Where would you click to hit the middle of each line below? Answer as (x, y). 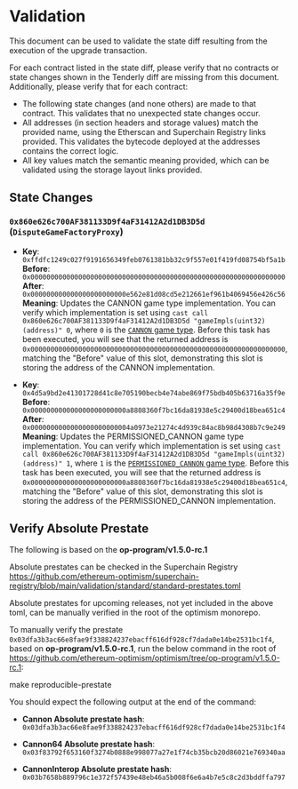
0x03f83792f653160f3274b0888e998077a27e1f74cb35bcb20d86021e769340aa (154, 753)
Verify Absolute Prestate (79, 529)
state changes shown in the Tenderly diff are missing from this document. (145, 76)
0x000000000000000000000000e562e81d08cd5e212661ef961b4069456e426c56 (154, 294)
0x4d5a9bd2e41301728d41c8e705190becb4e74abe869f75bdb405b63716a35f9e (154, 393)
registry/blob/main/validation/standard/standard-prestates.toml (125, 586)
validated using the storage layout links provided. (112, 170)
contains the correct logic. (70, 151)
